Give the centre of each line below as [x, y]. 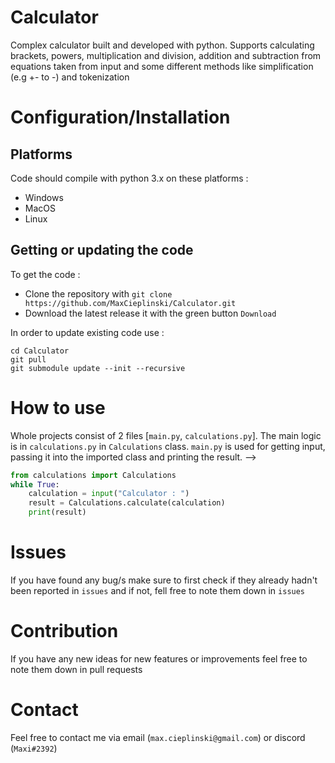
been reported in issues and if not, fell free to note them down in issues [158, 590]
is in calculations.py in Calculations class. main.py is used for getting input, [168, 446]
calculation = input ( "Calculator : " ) [109, 494]
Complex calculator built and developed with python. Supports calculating [162, 45]
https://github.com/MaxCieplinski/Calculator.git [130, 303]
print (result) [57, 512]
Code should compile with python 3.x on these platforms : [129, 178]
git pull [28, 359]
